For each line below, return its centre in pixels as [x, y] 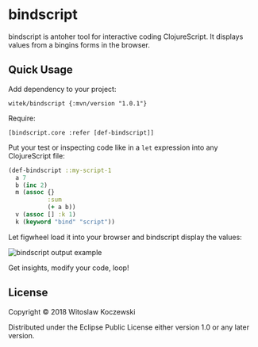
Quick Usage [40, 70]
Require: [22, 118]
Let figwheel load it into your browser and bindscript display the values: [125, 237]
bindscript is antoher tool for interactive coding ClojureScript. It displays [126, 36]
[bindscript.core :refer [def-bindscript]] [81, 132]
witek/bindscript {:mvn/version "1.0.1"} [78, 103]
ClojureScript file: [37, 155]
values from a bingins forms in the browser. [79, 44]
